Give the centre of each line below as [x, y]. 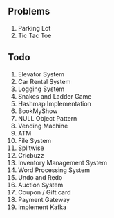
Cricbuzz [31, 155]
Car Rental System [44, 81]
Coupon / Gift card [44, 192]
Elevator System [41, 74]
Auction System [40, 185]
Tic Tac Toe [35, 35]
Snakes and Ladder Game [55, 96]
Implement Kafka [42, 207]
